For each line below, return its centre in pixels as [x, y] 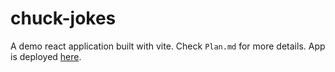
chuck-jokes [63, 18]
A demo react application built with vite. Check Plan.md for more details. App [168, 46]
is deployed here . [46, 56]
